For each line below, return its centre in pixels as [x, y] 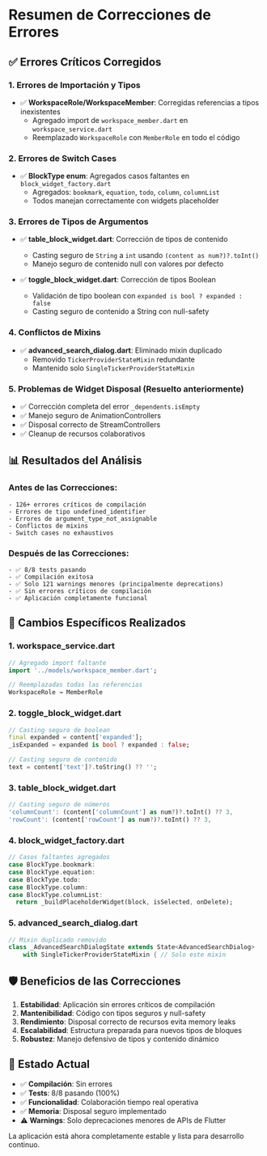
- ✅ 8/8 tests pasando [47, 570]
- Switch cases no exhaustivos [61, 533]
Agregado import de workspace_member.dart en [110, 120]
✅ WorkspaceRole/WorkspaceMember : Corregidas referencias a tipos [140, 102]
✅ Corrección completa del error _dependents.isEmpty [110, 407]
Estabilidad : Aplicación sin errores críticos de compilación [118, 1004]
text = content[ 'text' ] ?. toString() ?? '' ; [83, 767]
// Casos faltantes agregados [59, 857]
